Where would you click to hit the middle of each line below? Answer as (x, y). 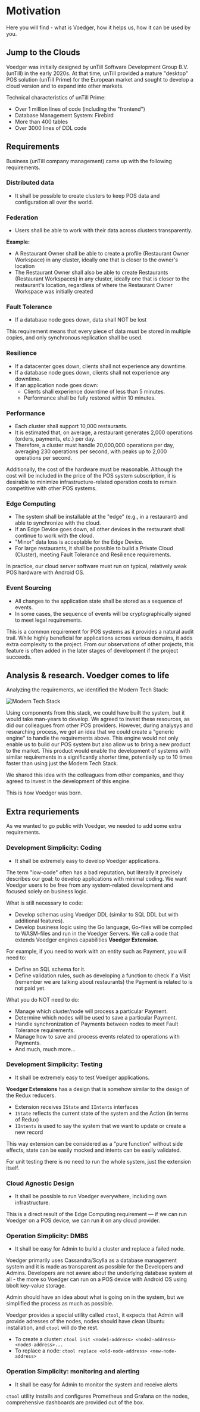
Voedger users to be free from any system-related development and (90, 885)
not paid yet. (30, 988)
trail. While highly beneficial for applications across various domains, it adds (99, 638)
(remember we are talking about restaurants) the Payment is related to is (104, 981)
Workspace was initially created (54, 292)
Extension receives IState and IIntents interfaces (76, 1106)
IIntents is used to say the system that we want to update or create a (100, 1126)
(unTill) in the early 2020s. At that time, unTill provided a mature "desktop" (97, 73)
